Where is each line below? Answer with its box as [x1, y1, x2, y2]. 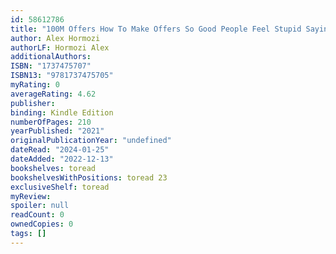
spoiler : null [10, 201, 70, 211]
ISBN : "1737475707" [10, 61, 92, 71]
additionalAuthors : [10, 52, 92, 62]
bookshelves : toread [10, 163, 97, 173]
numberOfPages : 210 [10, 117, 92, 127]
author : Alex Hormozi [10, 33, 101, 43]
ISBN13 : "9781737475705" [10, 71, 114, 81]
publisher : [10, 98, 56, 108]
